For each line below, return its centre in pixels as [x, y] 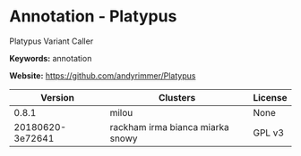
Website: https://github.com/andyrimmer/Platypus [103, 75]
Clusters [177, 97]
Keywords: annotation [51, 58]
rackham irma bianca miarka [170, 127]
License [270, 97]
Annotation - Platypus [93, 16]
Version [57, 97]
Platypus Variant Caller [52, 41]
